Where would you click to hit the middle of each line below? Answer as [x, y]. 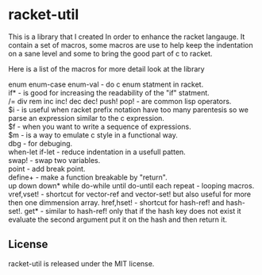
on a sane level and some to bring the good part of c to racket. [110, 53]
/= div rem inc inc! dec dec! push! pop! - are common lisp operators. [120, 101]
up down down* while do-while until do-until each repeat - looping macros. [131, 185]
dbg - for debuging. [40, 143]
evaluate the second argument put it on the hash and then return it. [118, 219]
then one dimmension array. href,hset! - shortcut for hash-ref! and [116, 202]
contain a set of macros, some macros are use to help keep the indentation [131, 45]
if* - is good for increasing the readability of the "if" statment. [109, 92]
